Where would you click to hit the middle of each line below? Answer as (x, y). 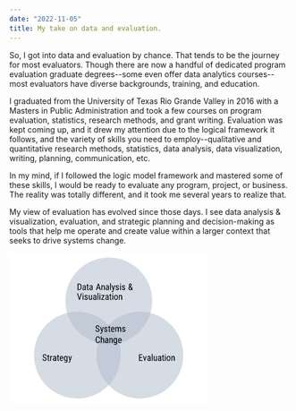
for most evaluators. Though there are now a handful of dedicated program (148, 64)
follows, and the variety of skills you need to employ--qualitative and (135, 139)
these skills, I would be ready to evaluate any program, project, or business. (148, 184)
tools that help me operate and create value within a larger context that (140, 231)
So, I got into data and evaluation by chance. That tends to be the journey (144, 55)
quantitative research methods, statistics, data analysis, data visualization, (146, 149)
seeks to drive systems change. (68, 240)
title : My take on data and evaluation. (86, 28)
